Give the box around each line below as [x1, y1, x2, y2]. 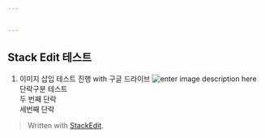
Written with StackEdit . [27, 120, 105, 130]
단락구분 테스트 [19, 84, 68, 93]
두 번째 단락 [19, 94, 58, 104]
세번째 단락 [19, 104, 55, 114]
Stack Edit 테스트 [7, 50, 92, 65]
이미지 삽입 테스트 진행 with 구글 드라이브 [19, 74, 151, 84]
